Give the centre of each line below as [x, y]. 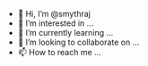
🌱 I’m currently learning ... [65, 33]
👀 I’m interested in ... [56, 23]
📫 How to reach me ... [59, 52]
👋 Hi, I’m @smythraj [54, 14]
